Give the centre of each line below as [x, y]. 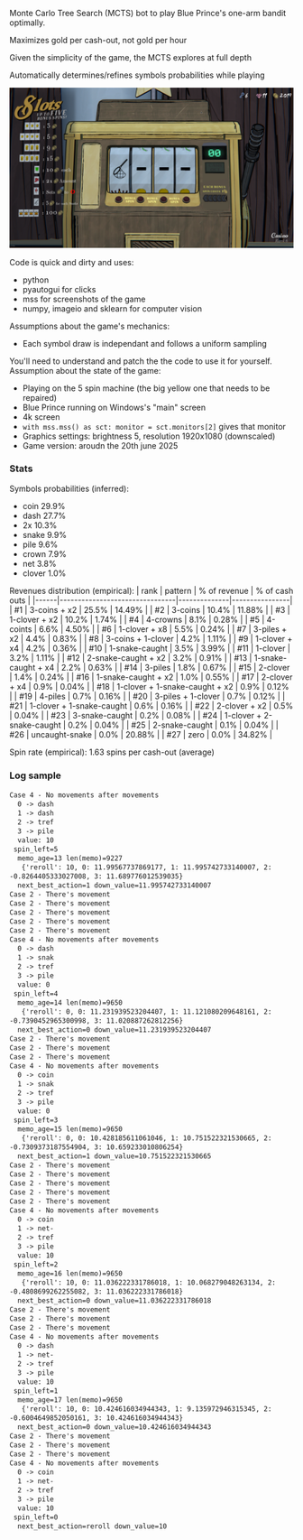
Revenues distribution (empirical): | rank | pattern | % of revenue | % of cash [151, 590]
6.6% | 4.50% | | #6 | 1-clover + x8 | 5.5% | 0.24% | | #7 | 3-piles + [163, 629]
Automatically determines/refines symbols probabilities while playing [137, 75]
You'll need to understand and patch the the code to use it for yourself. [141, 361]
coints [21, 629]
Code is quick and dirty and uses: [72, 262]
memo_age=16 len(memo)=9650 [70, 1274]
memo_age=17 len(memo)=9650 [70, 1400]
